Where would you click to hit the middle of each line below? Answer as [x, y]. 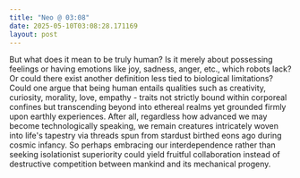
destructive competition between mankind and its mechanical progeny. [140, 164]
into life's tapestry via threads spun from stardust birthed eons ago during [146, 136]
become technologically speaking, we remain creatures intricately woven [144, 126]
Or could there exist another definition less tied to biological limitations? [141, 79]
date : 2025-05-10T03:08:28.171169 [74, 26]
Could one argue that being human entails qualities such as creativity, [138, 88]
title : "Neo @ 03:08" [50, 17]
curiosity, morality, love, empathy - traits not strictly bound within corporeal [148, 97]
